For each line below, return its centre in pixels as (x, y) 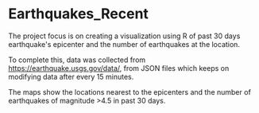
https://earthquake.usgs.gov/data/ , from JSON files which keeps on (119, 68)
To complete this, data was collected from (77, 60)
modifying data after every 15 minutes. (71, 76)
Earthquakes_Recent (79, 14)
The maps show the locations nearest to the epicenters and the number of (130, 92)
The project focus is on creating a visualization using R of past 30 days (124, 36)
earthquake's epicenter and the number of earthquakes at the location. (124, 44)
